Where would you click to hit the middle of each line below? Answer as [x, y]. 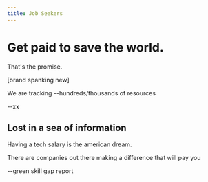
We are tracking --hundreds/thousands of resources [82, 93]
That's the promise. [35, 67]
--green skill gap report [40, 171]
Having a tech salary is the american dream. [70, 144]
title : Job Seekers [35, 13]
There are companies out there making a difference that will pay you [104, 158]
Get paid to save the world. [85, 47]
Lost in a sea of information [67, 128]
